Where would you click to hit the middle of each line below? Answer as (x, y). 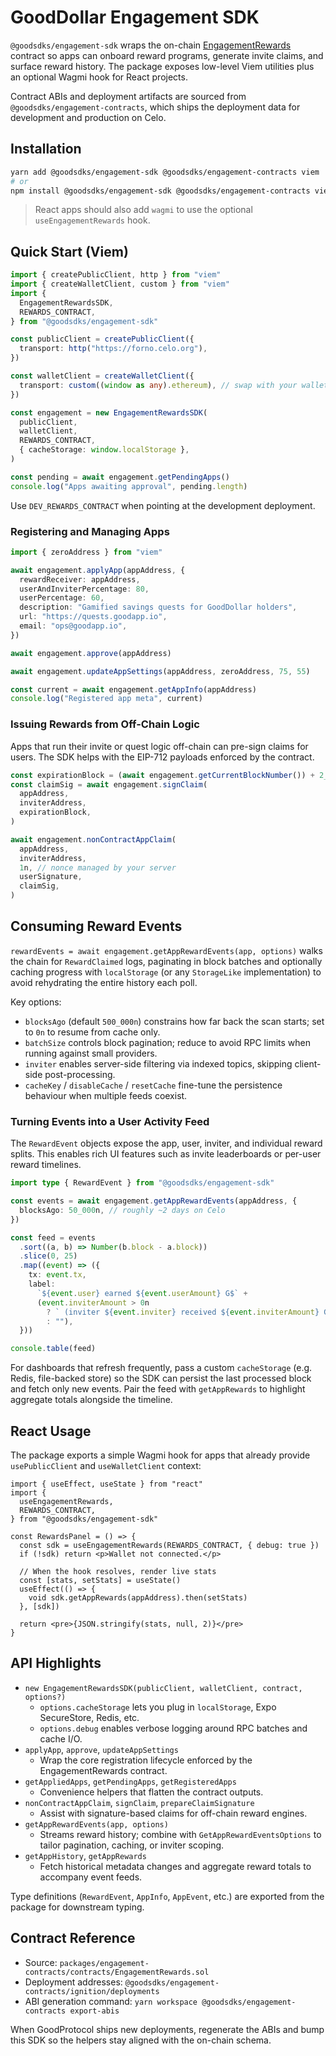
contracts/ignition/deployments (92, 1991)
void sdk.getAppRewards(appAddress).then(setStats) (138, 1597)
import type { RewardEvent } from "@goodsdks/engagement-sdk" (142, 1183)
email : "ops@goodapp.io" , (73, 626)
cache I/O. (61, 1738)
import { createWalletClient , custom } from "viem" (120, 284)
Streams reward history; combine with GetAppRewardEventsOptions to (180, 1834)
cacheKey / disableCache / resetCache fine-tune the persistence (153, 1085)
